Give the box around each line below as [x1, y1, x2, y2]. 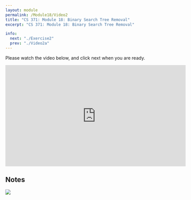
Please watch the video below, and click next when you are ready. [5, 54, 145, 61]
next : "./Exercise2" [10, 36, 54, 41]
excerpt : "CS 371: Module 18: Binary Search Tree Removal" [5, 22, 135, 27]
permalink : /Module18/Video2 [5, 12, 68, 17]
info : [5, 31, 17, 37]
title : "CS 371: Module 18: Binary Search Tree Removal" [5, 17, 130, 22]
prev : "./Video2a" [10, 41, 50, 46]
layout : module [5, 7, 38, 13]
